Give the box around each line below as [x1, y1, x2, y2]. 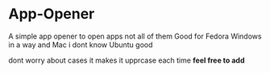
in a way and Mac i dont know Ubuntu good [8, 39, 153, 49]
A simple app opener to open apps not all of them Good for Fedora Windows [8, 31, 262, 41]
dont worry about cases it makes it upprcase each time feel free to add [8, 55, 245, 65]
